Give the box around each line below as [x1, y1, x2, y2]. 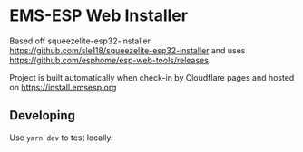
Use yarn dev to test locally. [9, 132, 113, 143]
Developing [9, 108, 75, 123]
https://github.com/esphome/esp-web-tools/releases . [9, 54, 211, 65]
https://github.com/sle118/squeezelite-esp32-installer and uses [9, 44, 246, 55]
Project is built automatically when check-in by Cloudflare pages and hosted [9, 71, 295, 82]
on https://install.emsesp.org [9, 81, 117, 92]
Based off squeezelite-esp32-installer [9, 35, 151, 46]
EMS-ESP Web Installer [9, 5, 189, 26]
